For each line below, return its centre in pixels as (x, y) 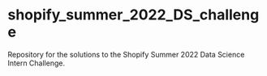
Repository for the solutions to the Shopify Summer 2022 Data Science (126, 54)
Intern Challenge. (37, 63)
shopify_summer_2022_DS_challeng (133, 15)
